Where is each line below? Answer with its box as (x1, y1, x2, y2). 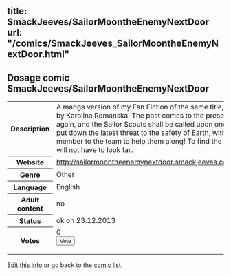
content (16, 203, 43, 213)
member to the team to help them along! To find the (56, 137, 222, 147)
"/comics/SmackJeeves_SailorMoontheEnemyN (7, 38, 219, 50)
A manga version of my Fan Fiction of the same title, (56, 103, 224, 112)
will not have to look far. (56, 145, 133, 155)
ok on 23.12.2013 (56, 215, 116, 225)
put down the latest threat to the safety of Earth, (56, 128, 211, 138)
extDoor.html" (7, 48, 70, 61)
